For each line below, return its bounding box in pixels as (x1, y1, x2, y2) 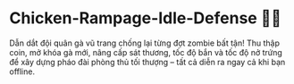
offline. (9, 66, 36, 77)
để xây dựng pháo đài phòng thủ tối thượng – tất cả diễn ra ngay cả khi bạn (9, 56, 286, 67)
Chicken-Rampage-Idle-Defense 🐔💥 (9, 8, 281, 29)
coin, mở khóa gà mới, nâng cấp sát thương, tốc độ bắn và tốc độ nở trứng (9, 46, 283, 57)
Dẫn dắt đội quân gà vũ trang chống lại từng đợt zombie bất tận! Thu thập (9, 38, 280, 48)
